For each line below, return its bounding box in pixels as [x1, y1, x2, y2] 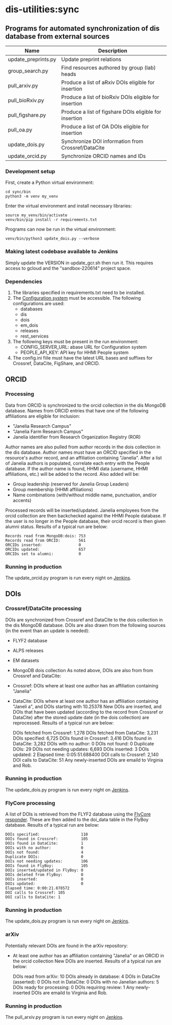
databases [20, 306, 43, 312]
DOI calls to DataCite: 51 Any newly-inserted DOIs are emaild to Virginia [12, 757, 163, 763]
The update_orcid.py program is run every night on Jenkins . [5, 575, 132, 581]
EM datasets [12, 657, 39, 663]
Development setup [5, 168, 55, 175]
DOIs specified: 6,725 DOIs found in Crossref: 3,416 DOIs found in [12, 735, 152, 741]
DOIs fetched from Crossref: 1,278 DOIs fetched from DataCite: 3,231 [12, 729, 159, 736]
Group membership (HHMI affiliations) [12, 486, 93, 492]
